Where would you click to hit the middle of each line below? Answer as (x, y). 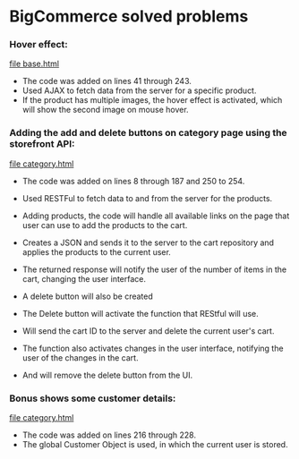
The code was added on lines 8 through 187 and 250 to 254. (133, 181)
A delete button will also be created (88, 296)
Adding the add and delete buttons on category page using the (149, 133)
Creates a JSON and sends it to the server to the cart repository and (148, 242)
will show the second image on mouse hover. (106, 110)
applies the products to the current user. (97, 251)
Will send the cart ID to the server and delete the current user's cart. (148, 331)
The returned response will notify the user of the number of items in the (154, 269)
